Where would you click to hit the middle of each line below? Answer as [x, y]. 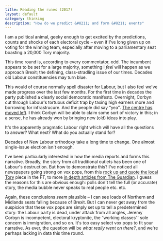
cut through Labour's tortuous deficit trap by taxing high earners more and [80, 102]
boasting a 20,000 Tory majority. [38, 53]
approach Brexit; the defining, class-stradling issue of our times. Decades [79, 72]
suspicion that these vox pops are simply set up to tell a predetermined [76, 207]
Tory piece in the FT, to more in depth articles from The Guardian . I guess [78, 177]
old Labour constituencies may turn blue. [46, 77]
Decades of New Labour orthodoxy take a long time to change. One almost [80, 142]
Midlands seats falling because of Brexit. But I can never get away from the [80, 202]
